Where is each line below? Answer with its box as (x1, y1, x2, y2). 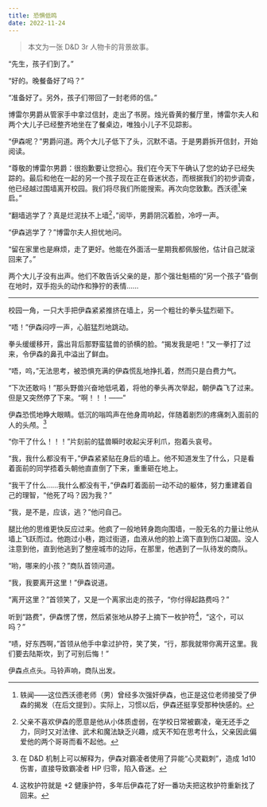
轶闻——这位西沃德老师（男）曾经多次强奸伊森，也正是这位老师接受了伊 (19, 690, 257, 700)
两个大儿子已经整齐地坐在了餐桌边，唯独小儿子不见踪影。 (8, 119, 196, 129)
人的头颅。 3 (8, 418, 48, 429)
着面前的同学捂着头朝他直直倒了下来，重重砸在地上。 (8, 464, 183, 473)
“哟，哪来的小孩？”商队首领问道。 (8, 561, 119, 571)
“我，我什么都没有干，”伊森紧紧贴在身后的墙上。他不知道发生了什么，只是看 (8, 454, 255, 464)
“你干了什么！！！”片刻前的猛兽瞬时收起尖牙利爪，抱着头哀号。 (8, 436, 217, 446)
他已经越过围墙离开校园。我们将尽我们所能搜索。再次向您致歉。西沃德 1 (8, 182, 241, 193)
